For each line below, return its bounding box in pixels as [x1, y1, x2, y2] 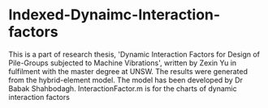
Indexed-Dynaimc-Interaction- [8, 6, 221, 24]
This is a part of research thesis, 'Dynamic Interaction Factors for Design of [8, 49, 261, 59]
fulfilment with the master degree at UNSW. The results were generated [8, 66, 248, 76]
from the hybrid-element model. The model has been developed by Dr [8, 75, 244, 85]
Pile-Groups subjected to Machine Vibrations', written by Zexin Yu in [8, 58, 237, 68]
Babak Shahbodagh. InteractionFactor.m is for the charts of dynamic [8, 83, 237, 93]
